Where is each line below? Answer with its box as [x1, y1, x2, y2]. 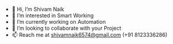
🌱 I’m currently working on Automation [11, 18, 106, 25]
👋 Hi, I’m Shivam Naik [11, 6, 65, 12]
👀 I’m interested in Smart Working [11, 12, 94, 19]
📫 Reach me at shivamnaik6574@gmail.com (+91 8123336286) [11, 32, 168, 38]
